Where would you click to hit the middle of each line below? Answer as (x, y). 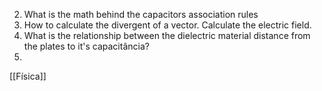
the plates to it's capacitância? (86, 46)
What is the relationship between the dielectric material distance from (167, 35)
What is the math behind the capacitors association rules (141, 14)
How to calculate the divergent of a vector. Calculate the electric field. (167, 25)
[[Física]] (28, 76)
